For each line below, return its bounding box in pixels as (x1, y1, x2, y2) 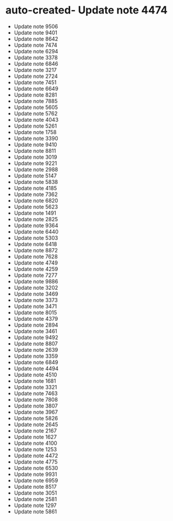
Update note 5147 (13, 172, 57, 179)
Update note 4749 (13, 259, 58, 266)
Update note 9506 (13, 23, 58, 30)
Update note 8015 (13, 309, 57, 316)
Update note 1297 (13, 502, 57, 509)
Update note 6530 (13, 464, 58, 471)
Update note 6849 (13, 358, 59, 366)
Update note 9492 (13, 334, 58, 341)
